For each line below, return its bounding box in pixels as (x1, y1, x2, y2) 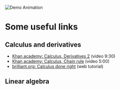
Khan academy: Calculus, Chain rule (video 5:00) (12, 58, 110, 64)
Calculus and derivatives (5, 40, 81, 49)
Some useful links (5, 22, 78, 32)
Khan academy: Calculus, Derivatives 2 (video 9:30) (12, 53, 116, 59)
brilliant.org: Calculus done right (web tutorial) (12, 64, 104, 69)
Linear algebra (5, 77, 50, 86)
